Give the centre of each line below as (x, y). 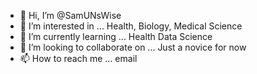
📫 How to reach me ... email (78, 58)
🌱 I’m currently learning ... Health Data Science (116, 36)
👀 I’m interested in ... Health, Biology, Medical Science (131, 26)
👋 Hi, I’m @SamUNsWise (70, 15)
